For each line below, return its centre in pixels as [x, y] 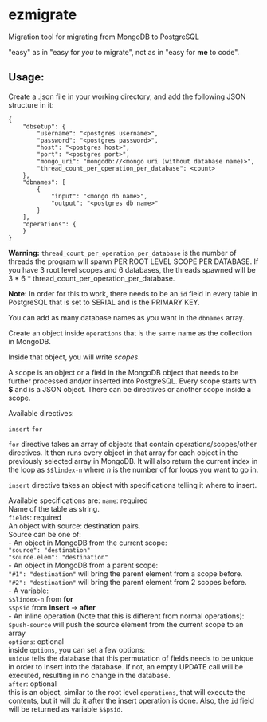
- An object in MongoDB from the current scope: [88, 543]
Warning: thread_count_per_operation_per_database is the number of [122, 253]
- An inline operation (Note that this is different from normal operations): [126, 616]
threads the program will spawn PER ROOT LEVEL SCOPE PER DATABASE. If [133, 261]
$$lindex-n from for [41, 598]
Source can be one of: [45, 534]
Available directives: [41, 413]
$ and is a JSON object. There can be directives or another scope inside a [130, 389]
